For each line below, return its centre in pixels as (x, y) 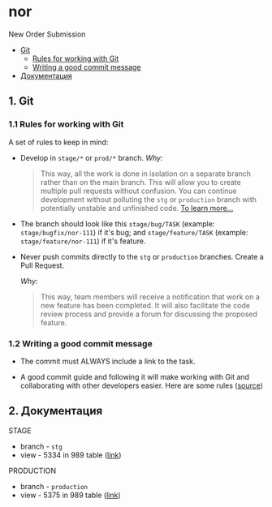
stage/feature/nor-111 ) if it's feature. (83, 241)
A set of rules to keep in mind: (58, 142)
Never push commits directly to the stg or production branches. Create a (142, 256)
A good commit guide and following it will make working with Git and (135, 376)
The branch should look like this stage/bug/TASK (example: (117, 223)
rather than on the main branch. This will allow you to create (140, 182)
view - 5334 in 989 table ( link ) (71, 455)
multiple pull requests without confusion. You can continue (138, 191)
